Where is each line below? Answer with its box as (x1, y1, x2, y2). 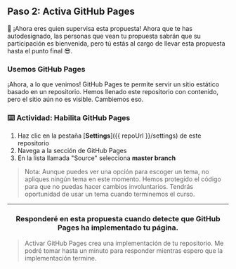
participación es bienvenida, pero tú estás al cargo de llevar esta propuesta (7, 39, 226, 48)
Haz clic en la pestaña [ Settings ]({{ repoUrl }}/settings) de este (17, 131, 202, 140)
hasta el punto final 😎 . (7, 46, 73, 55)
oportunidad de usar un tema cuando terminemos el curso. (24, 190, 195, 199)
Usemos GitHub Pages (7, 64, 86, 74)
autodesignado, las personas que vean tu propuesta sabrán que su (7, 32, 202, 40)
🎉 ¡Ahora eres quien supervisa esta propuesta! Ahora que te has (7, 24, 193, 32)
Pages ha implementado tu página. (57, 223, 179, 232)
